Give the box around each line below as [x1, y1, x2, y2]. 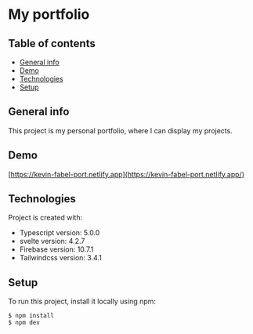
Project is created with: [8, 213, 83, 223]
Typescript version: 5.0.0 [19, 228, 100, 238]
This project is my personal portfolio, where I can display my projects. [8, 125, 233, 135]
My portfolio [8, 5, 90, 24]
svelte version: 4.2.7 [19, 237, 85, 246]
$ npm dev [8, 319, 41, 327]
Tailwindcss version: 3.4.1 [19, 253, 102, 263]
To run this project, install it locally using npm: [8, 296, 157, 307]
